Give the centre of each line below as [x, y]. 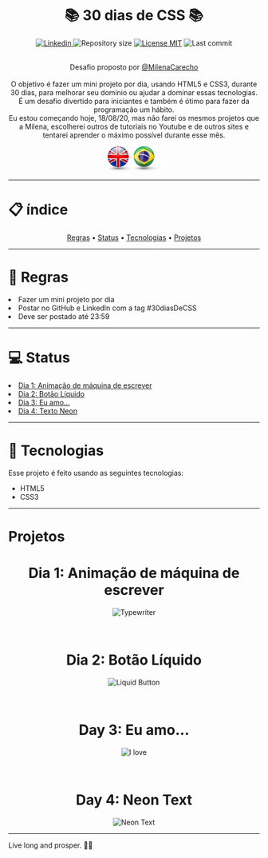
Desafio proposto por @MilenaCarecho [134, 67]
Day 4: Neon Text [134, 800]
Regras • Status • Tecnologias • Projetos [134, 237]
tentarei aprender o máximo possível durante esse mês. [134, 135]
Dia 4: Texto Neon [48, 411]
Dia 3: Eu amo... [44, 402]
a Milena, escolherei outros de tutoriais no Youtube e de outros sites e [134, 126]
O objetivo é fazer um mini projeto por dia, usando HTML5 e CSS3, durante [134, 84]
